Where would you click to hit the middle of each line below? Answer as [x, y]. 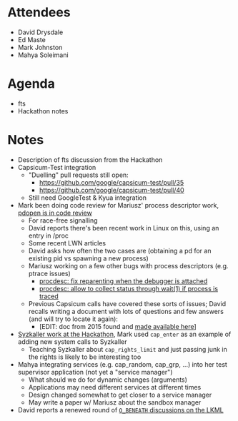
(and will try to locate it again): [73, 319]
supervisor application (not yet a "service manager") [95, 372]
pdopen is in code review [55, 213]
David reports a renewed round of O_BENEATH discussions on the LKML [120, 410]
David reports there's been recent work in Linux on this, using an [124, 228]
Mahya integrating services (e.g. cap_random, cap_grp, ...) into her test [122, 364]
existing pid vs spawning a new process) [88, 258]
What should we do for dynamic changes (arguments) [108, 380]
